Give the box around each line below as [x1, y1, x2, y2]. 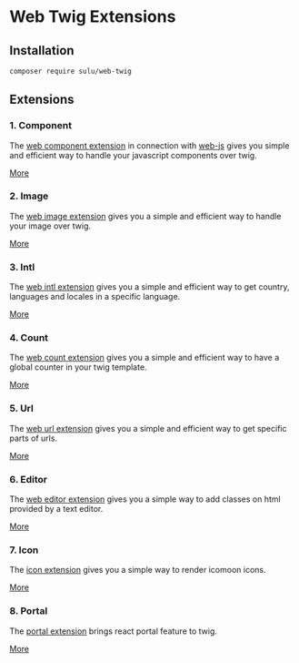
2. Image [9, 189, 49, 202]
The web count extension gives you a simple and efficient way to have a [9, 352, 280, 363]
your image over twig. [9, 220, 92, 231]
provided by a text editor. [9, 504, 104, 515]
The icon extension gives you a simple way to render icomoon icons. [9, 565, 266, 576]
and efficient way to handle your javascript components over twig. [9, 149, 257, 160]
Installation [9, 43, 75, 58]
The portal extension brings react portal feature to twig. [9, 626, 218, 637]
